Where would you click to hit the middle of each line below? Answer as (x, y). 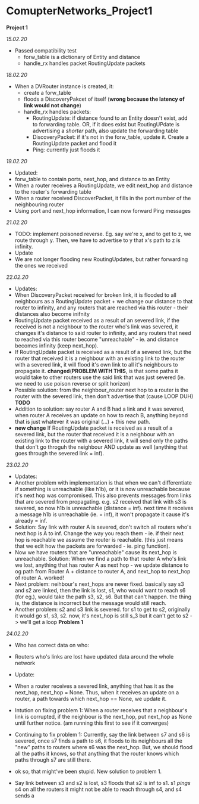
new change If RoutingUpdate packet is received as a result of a (94, 428)
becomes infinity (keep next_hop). (57, 345)
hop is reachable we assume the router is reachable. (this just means (99, 539)
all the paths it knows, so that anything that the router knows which (97, 753)
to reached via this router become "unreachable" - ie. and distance (97, 339)
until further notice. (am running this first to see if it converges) (92, 723)
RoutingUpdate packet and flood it (75, 143)
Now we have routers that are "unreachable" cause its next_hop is (96, 552)
